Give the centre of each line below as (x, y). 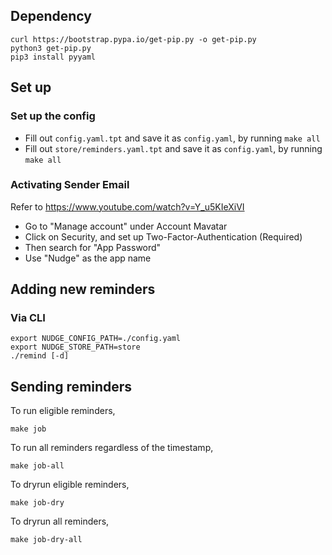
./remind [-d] (40, 356)
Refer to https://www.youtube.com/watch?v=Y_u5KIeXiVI (127, 206)
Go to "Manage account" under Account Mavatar (126, 226)
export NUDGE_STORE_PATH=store (75, 347)
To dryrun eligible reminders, (70, 485)
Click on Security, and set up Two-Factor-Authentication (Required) (163, 236)
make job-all (37, 466)
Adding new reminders (83, 289)
